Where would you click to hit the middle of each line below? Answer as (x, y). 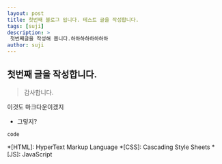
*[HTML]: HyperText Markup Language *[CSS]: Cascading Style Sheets (109, 147)
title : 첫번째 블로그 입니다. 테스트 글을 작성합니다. (73, 20)
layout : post (26, 13)
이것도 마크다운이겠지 (36, 107)
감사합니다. (39, 92)
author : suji (26, 45)
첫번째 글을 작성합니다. (52, 75)
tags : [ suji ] (26, 26)
